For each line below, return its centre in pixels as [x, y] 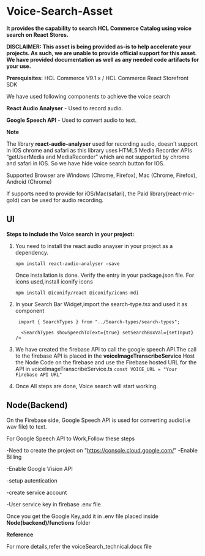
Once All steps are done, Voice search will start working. [86, 386]
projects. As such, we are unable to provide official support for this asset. [102, 53]
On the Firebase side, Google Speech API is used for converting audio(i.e [99, 420]
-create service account [37, 492]
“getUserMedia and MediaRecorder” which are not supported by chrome [98, 157]
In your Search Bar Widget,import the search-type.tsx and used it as [101, 304]
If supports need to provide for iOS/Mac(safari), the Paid [77, 193]
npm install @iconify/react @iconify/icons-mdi [77, 293]
